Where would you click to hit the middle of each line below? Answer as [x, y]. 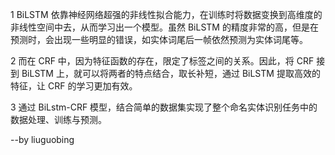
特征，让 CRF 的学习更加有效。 [74, 86]
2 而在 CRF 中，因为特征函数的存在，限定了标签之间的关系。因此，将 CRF [162, 61]
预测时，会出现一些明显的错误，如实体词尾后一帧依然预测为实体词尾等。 [159, 39]
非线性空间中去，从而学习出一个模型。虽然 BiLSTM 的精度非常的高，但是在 [164, 27]
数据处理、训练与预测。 [58, 119]
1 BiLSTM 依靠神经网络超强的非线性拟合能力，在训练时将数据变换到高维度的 [166, 14]
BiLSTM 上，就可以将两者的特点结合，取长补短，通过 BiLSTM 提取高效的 [171, 73]
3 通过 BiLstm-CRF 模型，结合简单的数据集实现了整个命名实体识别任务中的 [164, 107]
